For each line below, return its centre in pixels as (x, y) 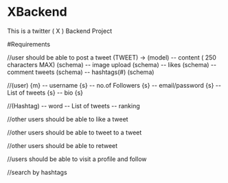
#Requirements (28, 44)
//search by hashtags (37, 172)
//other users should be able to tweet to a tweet (75, 132)
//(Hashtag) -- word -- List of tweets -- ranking (74, 106)
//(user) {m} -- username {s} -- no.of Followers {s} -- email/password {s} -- (114, 85)
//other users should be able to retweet (62, 145)
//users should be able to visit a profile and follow (77, 159)
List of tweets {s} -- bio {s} (45, 93)
